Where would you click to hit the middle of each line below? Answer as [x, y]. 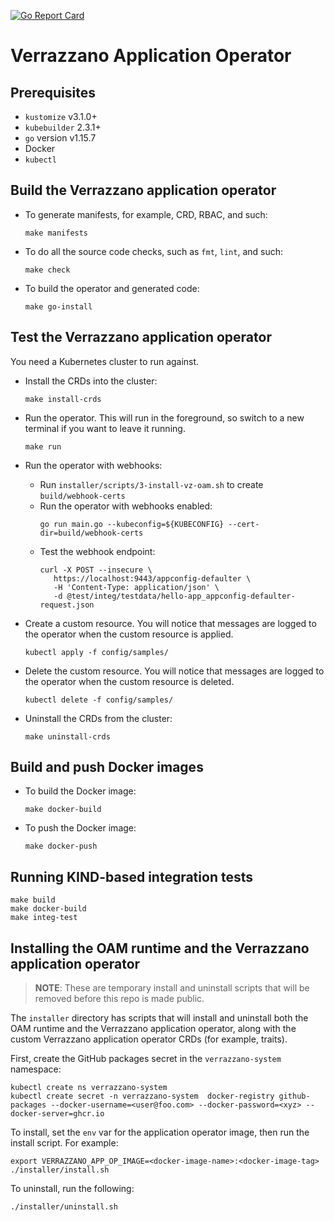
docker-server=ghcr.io [57, 1114]
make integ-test [44, 918]
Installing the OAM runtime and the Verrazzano [160, 948]
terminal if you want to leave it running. [105, 428]
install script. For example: [64, 1143]
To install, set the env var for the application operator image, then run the [160, 1132]
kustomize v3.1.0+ [61, 116]
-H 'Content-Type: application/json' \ [136, 587]
